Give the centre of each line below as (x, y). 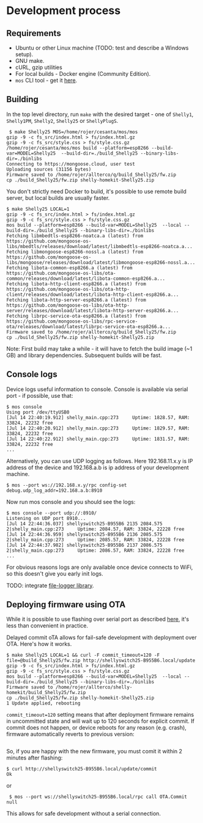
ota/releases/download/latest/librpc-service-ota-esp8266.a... (89, 327)
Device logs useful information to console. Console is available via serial (97, 389)
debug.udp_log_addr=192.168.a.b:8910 (54, 490)
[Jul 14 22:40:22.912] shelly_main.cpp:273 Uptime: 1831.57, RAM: (98, 439)
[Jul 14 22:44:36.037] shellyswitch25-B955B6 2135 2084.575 (85, 524)
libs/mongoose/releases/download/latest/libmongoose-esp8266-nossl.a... (101, 262)
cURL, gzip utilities (39, 67)
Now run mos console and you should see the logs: (71, 502)
